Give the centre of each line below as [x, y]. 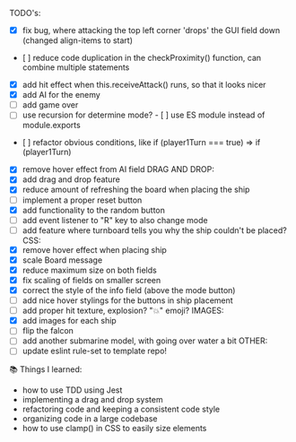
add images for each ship [69, 321]
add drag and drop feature [71, 179]
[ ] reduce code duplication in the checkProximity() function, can [142, 58]
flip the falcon [48, 331]
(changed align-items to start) [77, 40]
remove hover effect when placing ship [95, 249]
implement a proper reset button [82, 200]
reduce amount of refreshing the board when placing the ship [136, 190]
